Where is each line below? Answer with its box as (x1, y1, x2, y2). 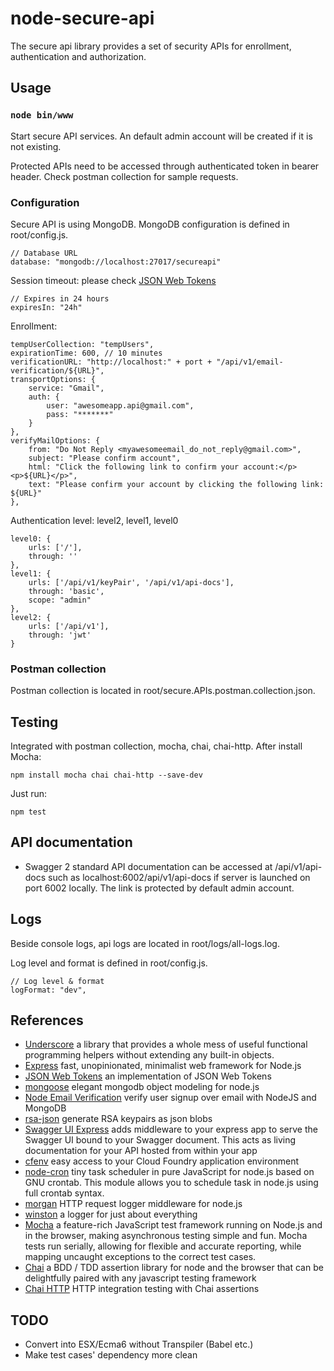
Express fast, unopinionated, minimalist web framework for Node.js (24, 1060, 302, 1072)
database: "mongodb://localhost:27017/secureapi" (10, 257, 222, 267)
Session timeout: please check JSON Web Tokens (10, 274, 217, 286)
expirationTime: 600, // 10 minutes (10, 348, 163, 358)
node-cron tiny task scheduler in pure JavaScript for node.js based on (24, 1166, 315, 1178)
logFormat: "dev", (10, 985, 87, 995)
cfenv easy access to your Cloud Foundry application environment (24, 1155, 300, 1167)
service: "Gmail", (28, 383, 105, 393)
